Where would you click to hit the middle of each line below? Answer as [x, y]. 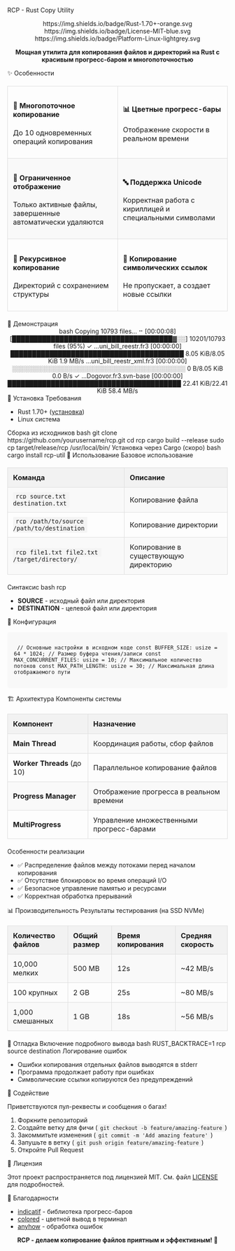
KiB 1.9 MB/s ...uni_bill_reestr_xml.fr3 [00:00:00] [117, 361]
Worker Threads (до [47, 763]
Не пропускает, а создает [167, 285]
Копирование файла [164, 500]
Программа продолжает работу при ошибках [86, 1072]
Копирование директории [174, 524]
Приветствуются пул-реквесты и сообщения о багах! [87, 1106]
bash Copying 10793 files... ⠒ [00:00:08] [117, 331]
